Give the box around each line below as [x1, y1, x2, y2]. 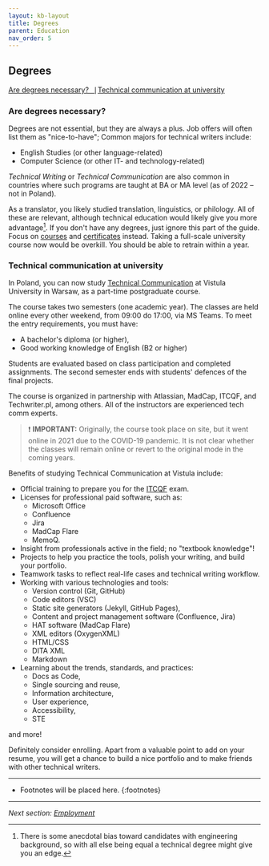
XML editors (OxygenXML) [31, 629, 120, 638]
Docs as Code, [31, 671, 81, 682]
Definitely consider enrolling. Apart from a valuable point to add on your [8, 745, 245, 755]
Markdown [31, 654, 68, 664]
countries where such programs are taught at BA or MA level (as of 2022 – [8, 180, 254, 190]
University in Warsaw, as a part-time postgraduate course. [8, 286, 201, 297]
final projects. [8, 376, 54, 386]
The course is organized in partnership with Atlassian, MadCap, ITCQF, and [8, 391, 257, 401]
